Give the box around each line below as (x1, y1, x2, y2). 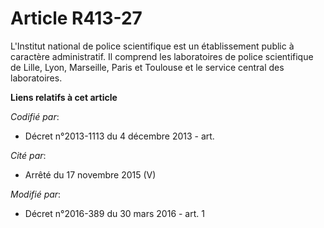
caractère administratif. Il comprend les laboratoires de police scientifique (10, 50, 314, 62)
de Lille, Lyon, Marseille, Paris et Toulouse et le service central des (10, 61, 285, 73)
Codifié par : (10, 110, 60, 122)
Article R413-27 (10, 7, 143, 30)
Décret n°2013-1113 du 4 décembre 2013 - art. (24, 130, 215, 142)
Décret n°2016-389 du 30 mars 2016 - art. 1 (24, 207, 205, 219)
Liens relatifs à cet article (10, 91, 118, 103)
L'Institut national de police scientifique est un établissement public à (10, 40, 295, 52)
